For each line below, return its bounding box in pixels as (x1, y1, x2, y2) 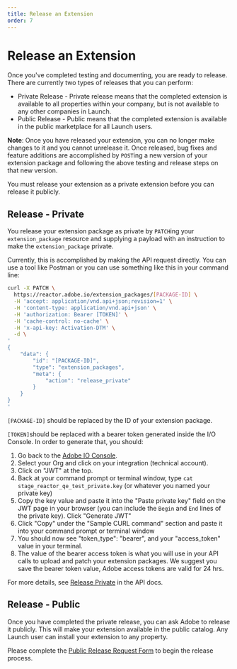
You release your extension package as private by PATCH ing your (7, 227, 195, 236)
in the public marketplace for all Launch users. (17, 122, 154, 131)
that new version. (7, 166, 58, 175)
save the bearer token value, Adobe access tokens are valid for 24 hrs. (17, 564, 224, 573)
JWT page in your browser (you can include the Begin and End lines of (17, 504, 221, 512)
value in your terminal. (17, 541, 83, 550)
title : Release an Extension (7, 10, 93, 18)
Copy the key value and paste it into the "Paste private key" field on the (17, 496, 226, 504)
